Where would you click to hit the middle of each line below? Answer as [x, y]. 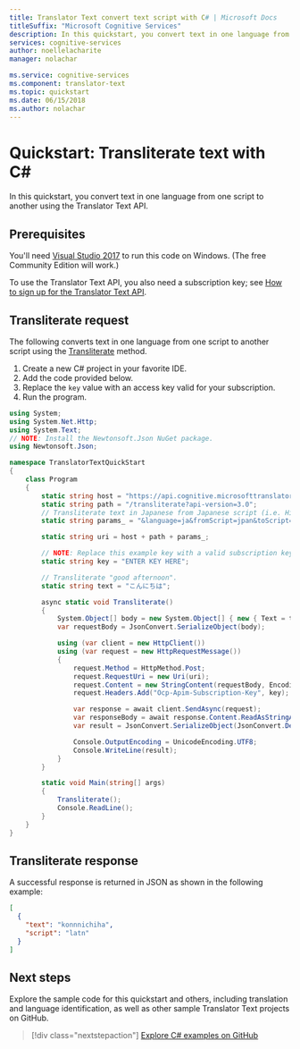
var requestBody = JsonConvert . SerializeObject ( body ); [161, 627]
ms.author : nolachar [48, 108]
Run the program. [54, 397]
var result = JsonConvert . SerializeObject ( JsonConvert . [179, 726]
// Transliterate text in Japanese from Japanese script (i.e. [161, 512]
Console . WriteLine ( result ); [125, 750]
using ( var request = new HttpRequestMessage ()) [149, 652]
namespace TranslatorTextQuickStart [77, 463]
